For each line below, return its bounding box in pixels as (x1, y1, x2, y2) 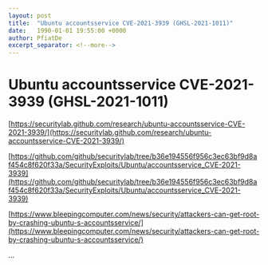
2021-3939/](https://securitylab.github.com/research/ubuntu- (8, 128, 212, 137)
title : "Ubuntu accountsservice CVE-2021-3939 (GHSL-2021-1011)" (8, 19, 234, 27)
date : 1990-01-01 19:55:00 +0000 (8, 26, 127, 34)
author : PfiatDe (8, 34, 62, 42)
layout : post (8, 11, 52, 20)
